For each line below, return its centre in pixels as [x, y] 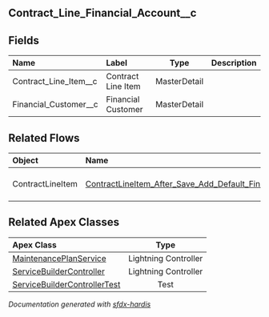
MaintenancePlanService [59, 258]
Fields [24, 40]
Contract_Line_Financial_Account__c [102, 13]
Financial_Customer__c [55, 105]
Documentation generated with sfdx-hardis [80, 304]
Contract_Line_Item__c [55, 82]
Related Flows [44, 138]
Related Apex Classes [64, 222]
